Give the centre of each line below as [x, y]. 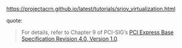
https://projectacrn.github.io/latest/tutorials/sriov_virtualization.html [91, 9]
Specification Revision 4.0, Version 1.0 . [70, 39]
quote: [14, 20]
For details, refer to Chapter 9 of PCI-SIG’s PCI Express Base [97, 32]
